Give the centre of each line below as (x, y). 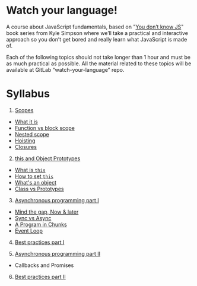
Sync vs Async (33, 218)
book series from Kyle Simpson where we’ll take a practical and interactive (97, 33)
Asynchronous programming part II (58, 253)
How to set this (34, 176)
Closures (26, 147)
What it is (26, 122)
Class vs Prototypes (39, 189)
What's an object (36, 182)
